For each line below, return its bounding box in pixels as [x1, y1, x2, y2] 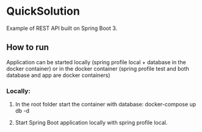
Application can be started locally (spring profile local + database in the [6, 58, 186, 65]
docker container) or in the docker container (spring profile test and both [6, 65, 189, 72]
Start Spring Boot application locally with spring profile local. [15, 119, 168, 127]
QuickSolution [6, 4, 81, 18]
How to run [6, 42, 49, 53]
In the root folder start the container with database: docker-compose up [15, 101, 197, 108]
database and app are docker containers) [6, 71, 111, 79]
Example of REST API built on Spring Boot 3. [6, 24, 118, 32]
